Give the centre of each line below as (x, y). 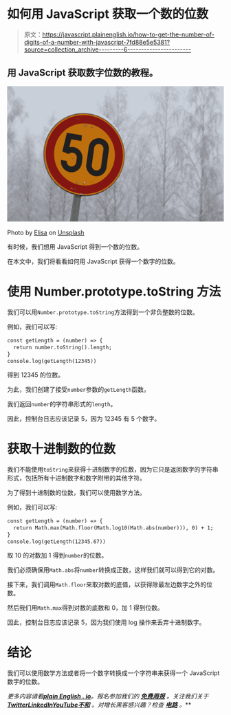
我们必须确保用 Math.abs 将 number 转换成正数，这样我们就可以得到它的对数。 (113, 570)
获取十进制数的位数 (62, 449)
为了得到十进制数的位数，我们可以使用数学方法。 (76, 492)
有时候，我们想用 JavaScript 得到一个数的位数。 (75, 246)
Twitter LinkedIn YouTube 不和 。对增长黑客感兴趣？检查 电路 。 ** (99, 705)
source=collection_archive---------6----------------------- (107, 49)
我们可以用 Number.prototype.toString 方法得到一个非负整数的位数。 (103, 312)
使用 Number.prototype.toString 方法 (114, 291)
